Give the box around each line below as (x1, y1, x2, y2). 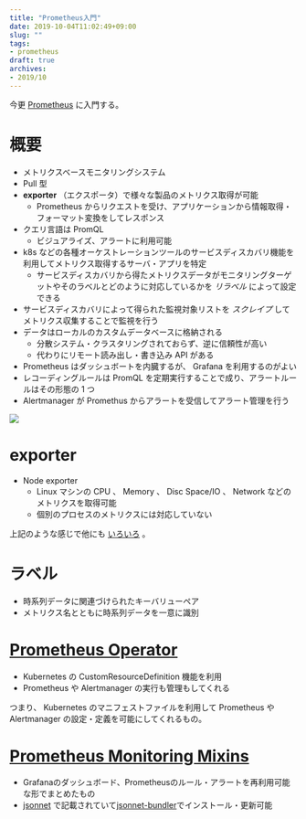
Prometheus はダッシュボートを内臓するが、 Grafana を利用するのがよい (22, 360, 297, 371)
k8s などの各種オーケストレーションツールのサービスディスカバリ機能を (22, 246, 295, 257)
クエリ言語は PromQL (22, 223, 104, 234)
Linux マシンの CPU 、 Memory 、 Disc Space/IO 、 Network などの (36, 485, 292, 496)
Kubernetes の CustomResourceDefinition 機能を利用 (22, 671, 222, 682)
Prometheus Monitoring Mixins (9, 746, 249, 766)
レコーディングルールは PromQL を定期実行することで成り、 (22, 372, 249, 383)
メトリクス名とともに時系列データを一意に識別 (22, 607, 199, 618)
